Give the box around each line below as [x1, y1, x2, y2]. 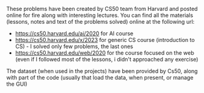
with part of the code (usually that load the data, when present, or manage [6, 74, 194, 81]
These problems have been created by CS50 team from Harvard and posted [6, 5, 198, 12]
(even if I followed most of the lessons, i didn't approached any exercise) [15, 56, 199, 63]
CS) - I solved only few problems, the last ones [15, 43, 133, 50]
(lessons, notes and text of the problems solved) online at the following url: [6, 18, 195, 25]
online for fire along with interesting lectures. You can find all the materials [6, 12, 194, 19]
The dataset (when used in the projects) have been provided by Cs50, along [6, 67, 198, 75]
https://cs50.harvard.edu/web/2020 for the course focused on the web [15, 49, 194, 57]
